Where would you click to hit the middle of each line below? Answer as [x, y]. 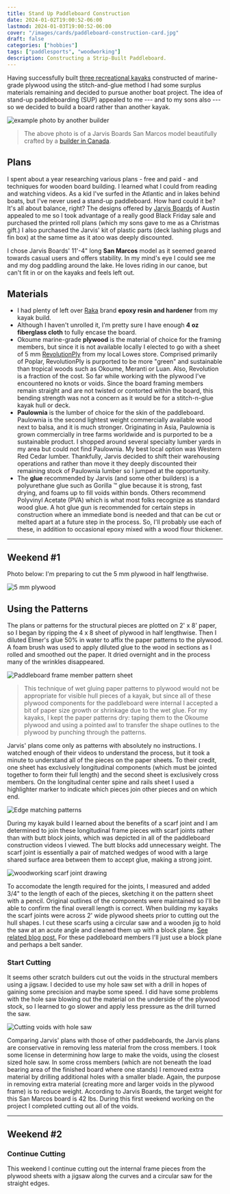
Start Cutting [29, 962]
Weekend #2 [35, 1134]
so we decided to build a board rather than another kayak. [89, 106]
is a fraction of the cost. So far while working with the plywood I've [111, 376]
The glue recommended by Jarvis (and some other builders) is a [108, 479]
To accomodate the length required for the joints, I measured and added [108, 886]
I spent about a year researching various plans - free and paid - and [103, 179]
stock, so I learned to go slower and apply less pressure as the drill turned [112, 1007]
